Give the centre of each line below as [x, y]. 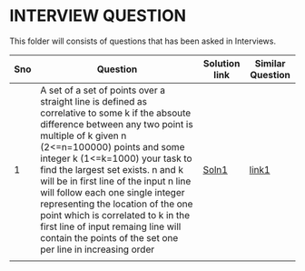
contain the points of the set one [109, 237]
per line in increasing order [98, 249]
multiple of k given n [84, 135]
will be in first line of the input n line [116, 181]
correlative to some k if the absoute [116, 113]
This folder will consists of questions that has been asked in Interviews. [143, 41]
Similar [270, 63]
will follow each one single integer [113, 192]
